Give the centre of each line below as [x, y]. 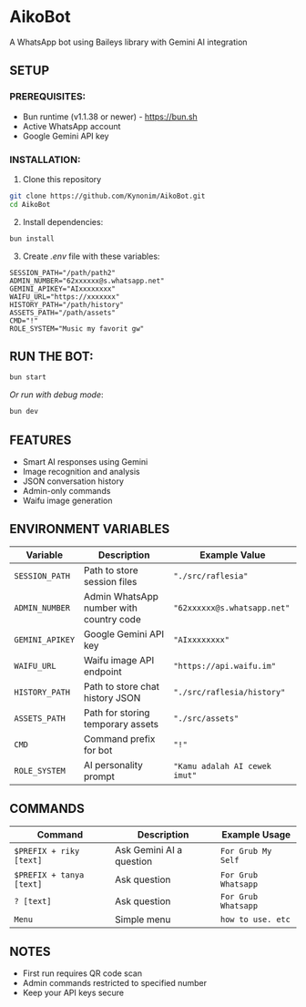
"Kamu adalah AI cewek [222, 766]
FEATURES [41, 440]
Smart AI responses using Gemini [85, 461]
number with [111, 608]
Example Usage [256, 834]
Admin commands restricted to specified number [115, 983]
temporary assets [121, 724]
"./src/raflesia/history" [229, 692]
